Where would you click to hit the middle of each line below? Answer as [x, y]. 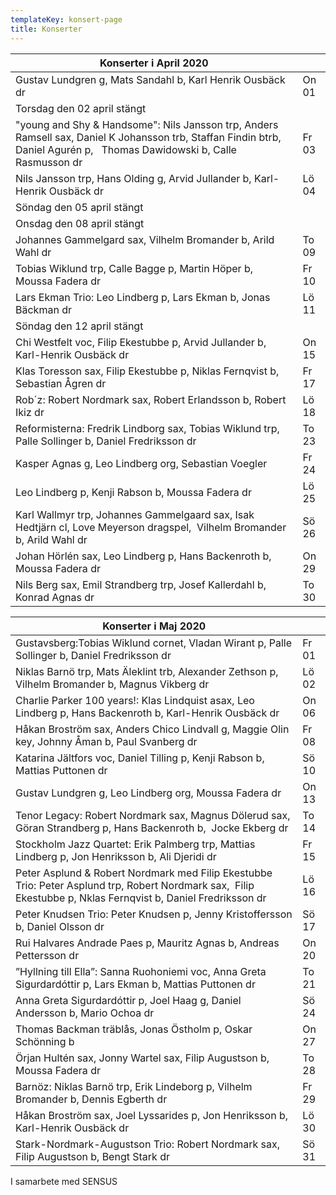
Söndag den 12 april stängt [79, 326]
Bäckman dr [43, 309]
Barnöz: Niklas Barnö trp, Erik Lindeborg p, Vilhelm [134, 1086]
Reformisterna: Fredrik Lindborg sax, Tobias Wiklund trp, [147, 428]
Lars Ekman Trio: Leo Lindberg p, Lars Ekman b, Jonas [143, 297]
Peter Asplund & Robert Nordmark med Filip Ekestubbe [144, 873]
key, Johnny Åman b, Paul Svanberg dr [106, 741]
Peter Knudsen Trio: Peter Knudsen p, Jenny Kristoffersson [154, 914]
